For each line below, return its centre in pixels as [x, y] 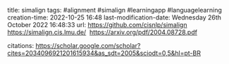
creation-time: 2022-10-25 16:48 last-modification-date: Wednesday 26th [114, 17]
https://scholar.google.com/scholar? [88, 46]
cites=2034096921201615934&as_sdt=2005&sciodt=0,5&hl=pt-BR [104, 53]
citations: [20, 46]
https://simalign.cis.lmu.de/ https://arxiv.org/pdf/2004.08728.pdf [102, 32]
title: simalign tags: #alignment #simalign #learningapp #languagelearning [114, 10]
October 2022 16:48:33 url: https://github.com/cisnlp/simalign [97, 25]
